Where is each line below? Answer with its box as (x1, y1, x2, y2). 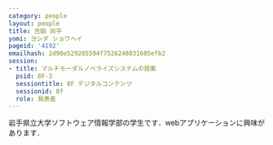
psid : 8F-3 (15, 72, 53, 80)
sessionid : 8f (15, 87, 64, 96)
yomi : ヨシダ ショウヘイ (8, 34, 83, 43)
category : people (8, 11, 68, 20)
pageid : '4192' (8, 42, 60, 50)
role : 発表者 (15, 95, 56, 103)
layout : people (8, 19, 60, 28)
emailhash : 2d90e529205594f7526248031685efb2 (8, 49, 165, 58)
